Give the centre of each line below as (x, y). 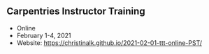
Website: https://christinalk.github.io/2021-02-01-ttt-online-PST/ (109, 43)
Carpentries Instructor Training (76, 11)
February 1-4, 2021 (44, 35)
